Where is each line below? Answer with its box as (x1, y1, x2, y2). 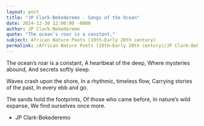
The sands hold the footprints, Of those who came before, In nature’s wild (6, 95, 191, 103)
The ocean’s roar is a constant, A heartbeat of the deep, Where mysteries (6, 59, 190, 67)
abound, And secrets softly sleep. (6, 65, 90, 73)
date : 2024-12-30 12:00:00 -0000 (6, 20, 91, 26)
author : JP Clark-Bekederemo (6, 25, 80, 32)
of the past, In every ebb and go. (6, 84, 88, 91)
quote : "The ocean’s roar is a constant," (6, 31, 115, 38)
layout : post (6, 8, 39, 15)
